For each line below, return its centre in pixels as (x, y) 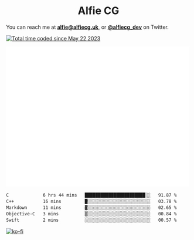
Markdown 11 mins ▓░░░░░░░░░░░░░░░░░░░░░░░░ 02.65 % (91, 207)
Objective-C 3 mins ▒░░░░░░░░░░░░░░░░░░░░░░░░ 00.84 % (91, 214)
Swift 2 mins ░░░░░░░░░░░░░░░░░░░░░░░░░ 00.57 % (91, 220)
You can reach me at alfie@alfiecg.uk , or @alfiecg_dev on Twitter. (87, 27)
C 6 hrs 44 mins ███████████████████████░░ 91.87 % (91, 195)
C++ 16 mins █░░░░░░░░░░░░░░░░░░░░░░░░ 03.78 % (91, 202)
